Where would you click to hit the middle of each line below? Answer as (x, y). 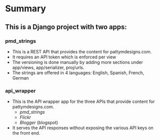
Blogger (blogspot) (39, 123)
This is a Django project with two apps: (66, 27)
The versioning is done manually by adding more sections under (78, 62)
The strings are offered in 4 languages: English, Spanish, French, (78, 73)
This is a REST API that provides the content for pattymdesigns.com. (82, 51)
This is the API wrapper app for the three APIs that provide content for (83, 101)
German (20, 78)
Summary (25, 9)
